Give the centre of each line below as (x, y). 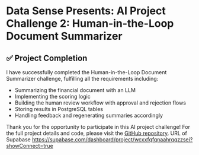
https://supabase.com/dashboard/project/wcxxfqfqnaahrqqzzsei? (112, 140)
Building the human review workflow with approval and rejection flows (100, 103)
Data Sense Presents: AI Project (86, 11)
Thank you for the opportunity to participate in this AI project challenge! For (98, 127)
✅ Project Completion (47, 58)
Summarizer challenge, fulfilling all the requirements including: (82, 79)
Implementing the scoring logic (52, 97)
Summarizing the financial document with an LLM (75, 90)
